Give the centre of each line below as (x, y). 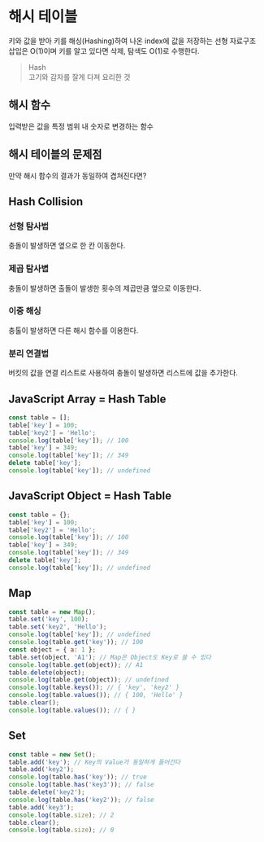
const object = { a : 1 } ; (52, 649)
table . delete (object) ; (47, 673)
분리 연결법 (29, 353)
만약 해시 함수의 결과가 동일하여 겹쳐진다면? (78, 175)
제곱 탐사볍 (29, 269)
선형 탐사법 (29, 226)
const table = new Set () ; (52, 754)
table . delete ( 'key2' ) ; (47, 792)
